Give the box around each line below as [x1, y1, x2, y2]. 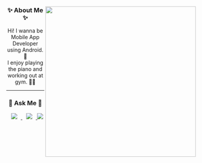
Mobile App [11, 34, 40, 41]
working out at [7, 72, 43, 79]
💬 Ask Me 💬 [8, 99, 42, 108]
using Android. [7, 46, 44, 54]
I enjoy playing [7, 59, 44, 66]
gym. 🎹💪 [14, 78, 36, 85]
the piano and [8, 66, 43, 73]
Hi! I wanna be [7, 27, 43, 34]
